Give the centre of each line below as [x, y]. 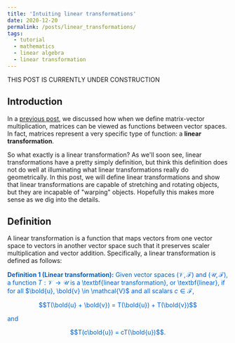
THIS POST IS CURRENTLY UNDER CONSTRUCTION [83, 79]
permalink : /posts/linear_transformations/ [72, 27]
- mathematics [34, 46]
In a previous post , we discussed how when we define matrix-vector [106, 118]
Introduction [35, 102]
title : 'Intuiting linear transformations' [72, 14]
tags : [15, 33]
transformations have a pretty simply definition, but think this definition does [117, 162]
